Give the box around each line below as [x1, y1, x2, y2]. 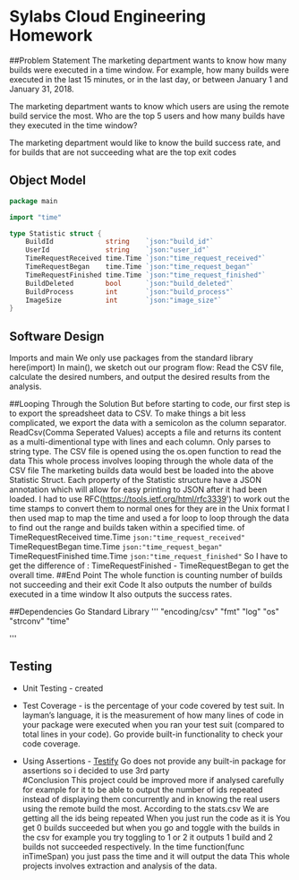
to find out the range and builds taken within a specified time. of [9, 522, 245, 533]
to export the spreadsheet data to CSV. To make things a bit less [9, 408, 246, 418]
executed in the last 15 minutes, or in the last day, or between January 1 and [9, 73, 289, 84]
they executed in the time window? [9, 119, 138, 131]
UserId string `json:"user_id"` [25, 246, 210, 255]
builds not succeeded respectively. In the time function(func [21, 841, 244, 852]
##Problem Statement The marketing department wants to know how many [9, 55, 287, 65]
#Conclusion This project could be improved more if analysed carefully [21, 774, 285, 785]
